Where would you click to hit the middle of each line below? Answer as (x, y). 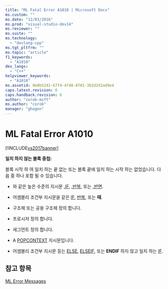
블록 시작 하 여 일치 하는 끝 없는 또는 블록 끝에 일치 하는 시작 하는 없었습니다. (80, 169)
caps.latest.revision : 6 (31, 90)
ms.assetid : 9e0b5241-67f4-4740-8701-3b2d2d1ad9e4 (60, 85)
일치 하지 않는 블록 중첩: (29, 158)
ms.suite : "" (19, 33)
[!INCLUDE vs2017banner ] (32, 148)
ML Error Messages (26, 281)
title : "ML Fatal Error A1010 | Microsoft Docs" (57, 10)
